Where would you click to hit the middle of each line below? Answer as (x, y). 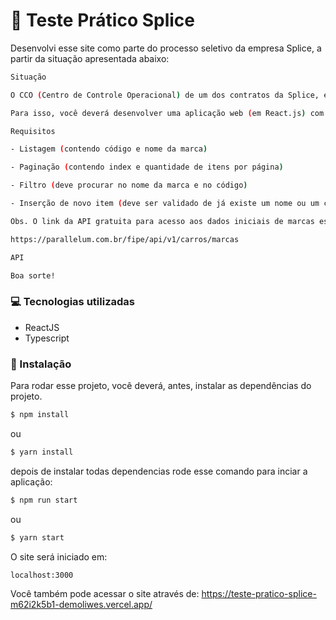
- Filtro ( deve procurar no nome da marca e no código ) (129, 185)
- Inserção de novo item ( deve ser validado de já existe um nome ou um (165, 204)
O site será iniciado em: (59, 556)
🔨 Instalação (41, 364)
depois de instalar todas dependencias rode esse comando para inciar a (159, 471)
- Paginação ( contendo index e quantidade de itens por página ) (147, 167)
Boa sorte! (33, 275)
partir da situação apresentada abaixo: (90, 58)
